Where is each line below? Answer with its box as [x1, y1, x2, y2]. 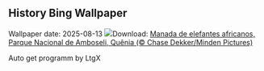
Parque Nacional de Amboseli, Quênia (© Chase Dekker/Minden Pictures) [8, 37, 254, 47]
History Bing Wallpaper [8, 6, 128, 20]
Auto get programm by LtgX [8, 52, 101, 63]
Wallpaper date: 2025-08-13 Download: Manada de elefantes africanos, [8, 28, 256, 39]
